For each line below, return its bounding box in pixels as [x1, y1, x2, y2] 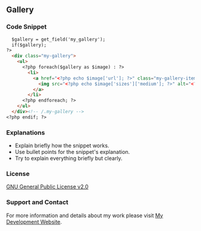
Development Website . [6, 218, 62, 225]
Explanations [6, 128, 45, 136]
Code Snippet [6, 23, 47, 31]
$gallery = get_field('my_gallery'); [11, 36, 106, 42]
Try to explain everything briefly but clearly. [14, 155, 123, 162]
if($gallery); [11, 42, 47, 48]
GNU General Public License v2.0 [6, 183, 89, 190]
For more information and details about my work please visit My [6, 212, 163, 219]
